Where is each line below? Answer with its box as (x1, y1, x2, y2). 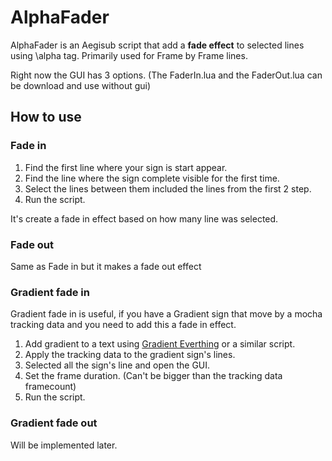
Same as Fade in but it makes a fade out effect (10, 260, 202, 272)
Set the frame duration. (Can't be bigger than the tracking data (24, 370, 283, 382)
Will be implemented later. (10, 439, 118, 451)
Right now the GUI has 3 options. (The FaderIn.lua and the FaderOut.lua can (10, 69, 323, 81)
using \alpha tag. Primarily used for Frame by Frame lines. (10, 49, 248, 61)
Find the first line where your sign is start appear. (24, 161, 228, 173)
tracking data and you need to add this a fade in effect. (10, 319, 237, 331)
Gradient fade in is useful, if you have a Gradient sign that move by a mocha (10, 308, 323, 320)
